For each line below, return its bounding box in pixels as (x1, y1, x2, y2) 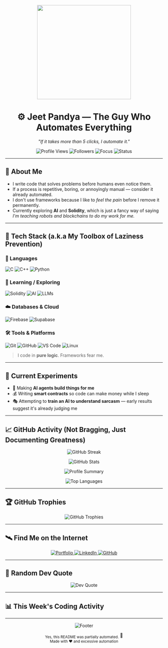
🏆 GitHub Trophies (5, 498, 66, 507)
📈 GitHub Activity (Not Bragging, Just (5, 425, 126, 434)
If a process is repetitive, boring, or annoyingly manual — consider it (12, 186, 153, 192)
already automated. (12, 191, 53, 197)
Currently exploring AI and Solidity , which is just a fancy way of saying (12, 207, 159, 213)
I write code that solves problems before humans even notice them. (12, 181, 151, 187)
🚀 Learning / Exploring (5, 279, 60, 286)
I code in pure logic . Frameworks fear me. (17, 352, 104, 359)
